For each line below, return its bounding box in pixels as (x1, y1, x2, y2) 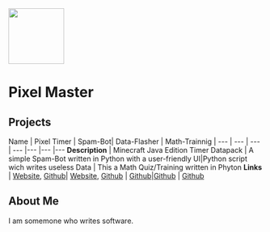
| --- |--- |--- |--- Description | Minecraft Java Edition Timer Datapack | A (8, 146, 255, 154)
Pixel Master (8, 83, 95, 102)
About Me (8, 194, 59, 209)
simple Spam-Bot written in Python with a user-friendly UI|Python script (8, 154, 248, 163)
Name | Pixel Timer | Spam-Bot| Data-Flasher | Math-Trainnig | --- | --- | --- (8, 137, 260, 146)
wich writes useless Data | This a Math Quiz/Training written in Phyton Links (8, 162, 263, 172)
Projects (8, 115, 52, 129)
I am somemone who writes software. (8, 216, 134, 226)
